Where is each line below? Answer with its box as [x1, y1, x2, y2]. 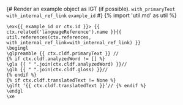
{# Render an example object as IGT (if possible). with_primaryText [6, 6, 176, 12]
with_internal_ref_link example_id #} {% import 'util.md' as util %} [6, 12, 177, 19]
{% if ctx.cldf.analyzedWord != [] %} [6, 56, 105, 62]
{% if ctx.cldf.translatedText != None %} [6, 77, 116, 84]
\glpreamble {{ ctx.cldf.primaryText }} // [6, 50, 119, 56]
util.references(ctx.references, [6, 34, 92, 41]
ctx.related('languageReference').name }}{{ [6, 29, 122, 35]
